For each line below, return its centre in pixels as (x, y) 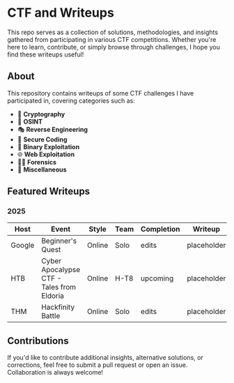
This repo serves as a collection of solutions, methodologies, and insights (112, 32)
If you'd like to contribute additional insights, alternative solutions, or (105, 358)
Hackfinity (58, 307)
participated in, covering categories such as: (71, 100)
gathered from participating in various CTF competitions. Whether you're (112, 39)
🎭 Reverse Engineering (53, 129)
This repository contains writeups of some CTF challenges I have (101, 93)
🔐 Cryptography (41, 114)
